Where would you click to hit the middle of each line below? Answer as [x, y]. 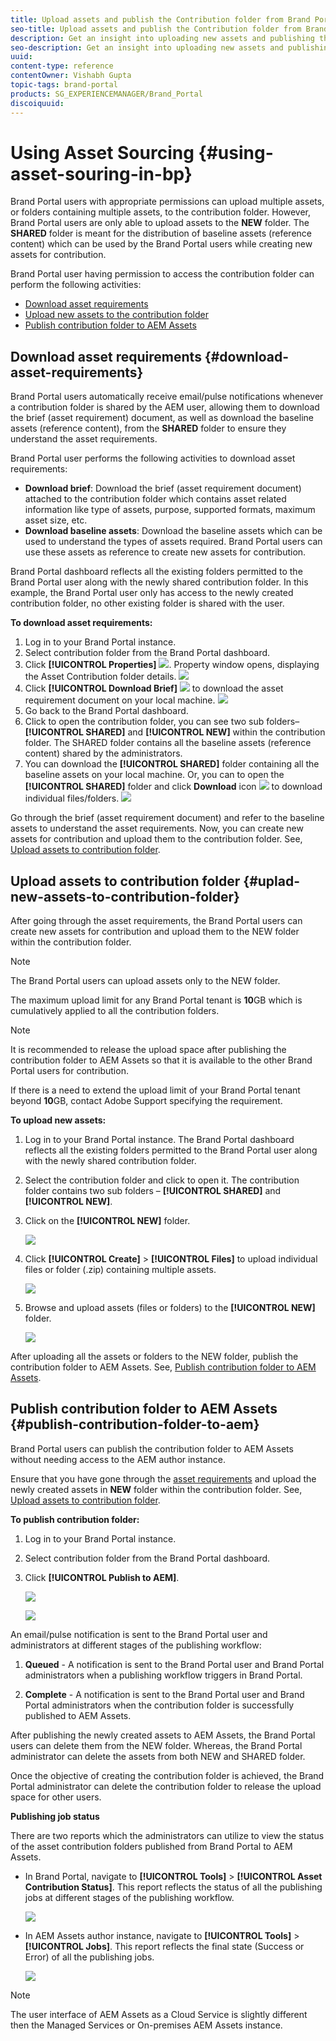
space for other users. [56, 1797]
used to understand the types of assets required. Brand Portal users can [173, 542]
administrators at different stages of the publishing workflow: [136, 1645]
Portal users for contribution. [69, 1071]
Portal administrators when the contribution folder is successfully [159, 1705]
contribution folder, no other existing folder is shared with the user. [147, 603]
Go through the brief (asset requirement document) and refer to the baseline [167, 818]
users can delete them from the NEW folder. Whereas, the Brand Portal [156, 1745]
